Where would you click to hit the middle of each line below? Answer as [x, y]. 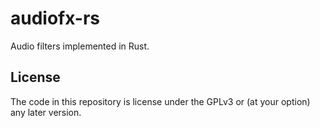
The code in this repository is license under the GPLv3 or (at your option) [160, 101]
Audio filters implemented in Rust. [80, 46]
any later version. [46, 112]
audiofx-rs [55, 18]
